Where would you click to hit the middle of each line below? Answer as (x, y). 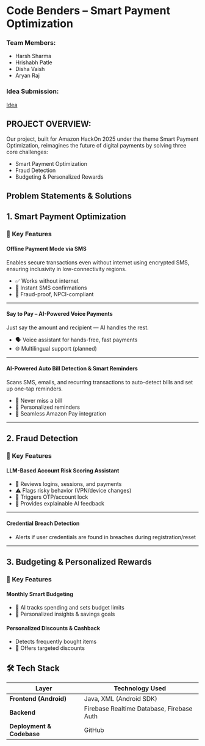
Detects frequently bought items (56, 642)
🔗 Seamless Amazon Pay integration (61, 413)
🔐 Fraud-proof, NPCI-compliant (54, 294)
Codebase (25, 734)
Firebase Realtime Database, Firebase (138, 709)
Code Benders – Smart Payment (88, 11)
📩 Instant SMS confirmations (51, 288)
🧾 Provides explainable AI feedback (60, 504)
